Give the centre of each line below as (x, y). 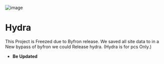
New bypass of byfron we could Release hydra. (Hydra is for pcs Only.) (78, 47)
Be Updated (25, 56)
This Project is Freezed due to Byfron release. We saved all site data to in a (82, 41)
